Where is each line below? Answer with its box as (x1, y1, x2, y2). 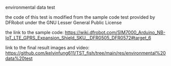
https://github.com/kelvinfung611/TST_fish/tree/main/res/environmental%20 (5, 50, 166, 56)
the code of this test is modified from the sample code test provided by (5, 14, 155, 20)
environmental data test (5, 5, 55, 10)
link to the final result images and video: (5, 45, 90, 50)
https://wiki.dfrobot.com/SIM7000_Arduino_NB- (65, 29, 165, 35)
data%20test (5, 55, 33, 61)
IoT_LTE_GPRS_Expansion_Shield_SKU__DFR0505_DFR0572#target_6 (5, 35, 152, 41)
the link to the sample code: (5, 29, 64, 35)
